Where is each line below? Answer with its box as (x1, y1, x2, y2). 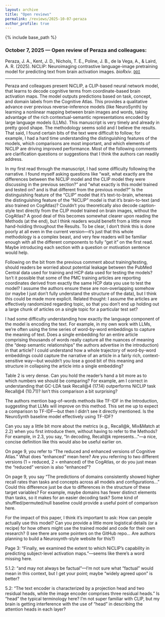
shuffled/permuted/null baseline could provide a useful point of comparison (5, 500, 158, 506)
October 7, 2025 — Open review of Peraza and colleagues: (5, 47, 147, 54)
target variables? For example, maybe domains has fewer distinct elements (5, 489, 157, 495)
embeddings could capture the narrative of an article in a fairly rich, (5, 352, 142, 358)
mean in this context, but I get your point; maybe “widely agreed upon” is (5, 570, 153, 576)
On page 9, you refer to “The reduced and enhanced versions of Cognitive (5, 448, 156, 454)
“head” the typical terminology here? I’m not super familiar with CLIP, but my (5, 595, 160, 602)
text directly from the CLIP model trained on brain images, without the (16, 208, 157, 214)
